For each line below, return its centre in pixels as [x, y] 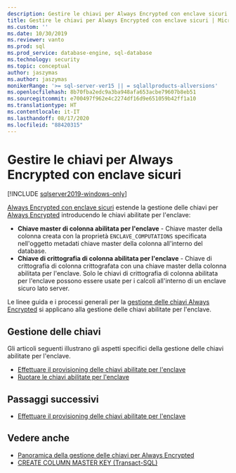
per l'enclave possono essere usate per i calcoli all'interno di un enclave [122, 281]
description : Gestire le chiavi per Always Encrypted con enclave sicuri [118, 14]
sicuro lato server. [44, 288]
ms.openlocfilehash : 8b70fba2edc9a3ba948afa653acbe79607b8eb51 [102, 92]
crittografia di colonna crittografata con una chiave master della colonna [122, 266]
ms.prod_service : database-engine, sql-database [80, 53]
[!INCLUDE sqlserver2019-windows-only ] [67, 194]
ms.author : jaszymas [38, 79]
